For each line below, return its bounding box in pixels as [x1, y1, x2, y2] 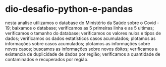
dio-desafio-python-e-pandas [5, 3, 133, 15]
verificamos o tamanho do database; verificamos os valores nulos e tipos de [5, 30, 161, 36]
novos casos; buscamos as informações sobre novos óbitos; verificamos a [5, 46, 158, 52]
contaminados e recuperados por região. [5, 56, 89, 62]
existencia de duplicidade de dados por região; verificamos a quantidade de [5, 51, 161, 57]
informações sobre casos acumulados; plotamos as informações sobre [5, 40, 150, 46]
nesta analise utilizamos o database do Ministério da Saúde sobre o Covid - [5, 20, 160, 26]
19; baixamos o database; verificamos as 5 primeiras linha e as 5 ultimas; [5, 25, 154, 31]
